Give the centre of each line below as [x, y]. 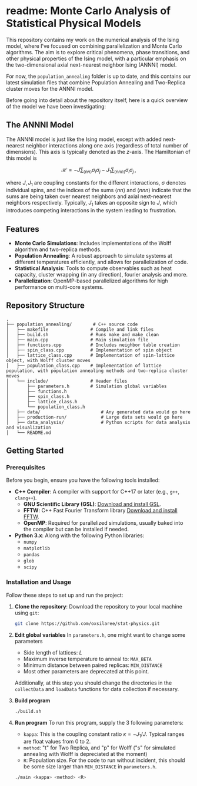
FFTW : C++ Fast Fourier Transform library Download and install [100, 511]
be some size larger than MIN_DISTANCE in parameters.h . [90, 767]
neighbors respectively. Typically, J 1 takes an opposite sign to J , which [92, 203]
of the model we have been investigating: [56, 106]
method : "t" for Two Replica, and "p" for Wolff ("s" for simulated [100, 748]
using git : [27, 613]
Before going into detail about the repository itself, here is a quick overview [97, 100]
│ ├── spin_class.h [38, 396]
